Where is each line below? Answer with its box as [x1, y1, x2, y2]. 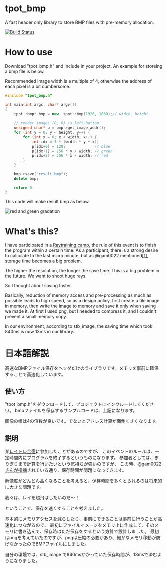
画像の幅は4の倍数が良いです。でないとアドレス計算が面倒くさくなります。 [5, 418, 160, 424]
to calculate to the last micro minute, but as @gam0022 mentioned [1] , [5, 253, 149, 259]
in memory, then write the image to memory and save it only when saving [5, 303, 156, 309]
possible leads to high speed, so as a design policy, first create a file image [5, 298, 160, 304]
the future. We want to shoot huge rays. [5, 273, 87, 279]
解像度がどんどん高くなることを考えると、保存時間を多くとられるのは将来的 [5, 478, 162, 484]
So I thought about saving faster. [5, 283, 72, 289]
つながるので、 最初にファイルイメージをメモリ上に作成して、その [18, 522, 155, 528]
